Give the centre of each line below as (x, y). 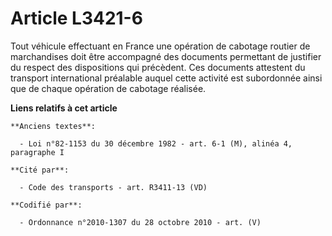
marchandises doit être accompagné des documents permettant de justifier (166, 56)
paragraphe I (37, 152)
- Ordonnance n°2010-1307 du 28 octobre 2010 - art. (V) (140, 222)
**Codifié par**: (46, 205)
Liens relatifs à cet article (64, 108)
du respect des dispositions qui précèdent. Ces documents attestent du (158, 67)
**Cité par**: (40, 170)
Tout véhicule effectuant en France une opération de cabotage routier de (160, 46)
